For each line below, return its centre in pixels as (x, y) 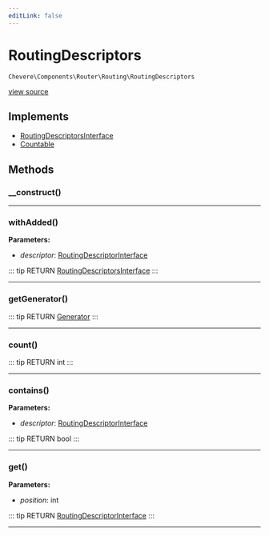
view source (28, 91)
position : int (39, 500)
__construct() (35, 192)
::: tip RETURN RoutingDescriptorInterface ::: (81, 515)
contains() (29, 390)
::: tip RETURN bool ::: (44, 439)
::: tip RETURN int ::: (41, 362)
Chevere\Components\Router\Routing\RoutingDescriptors (102, 77)
